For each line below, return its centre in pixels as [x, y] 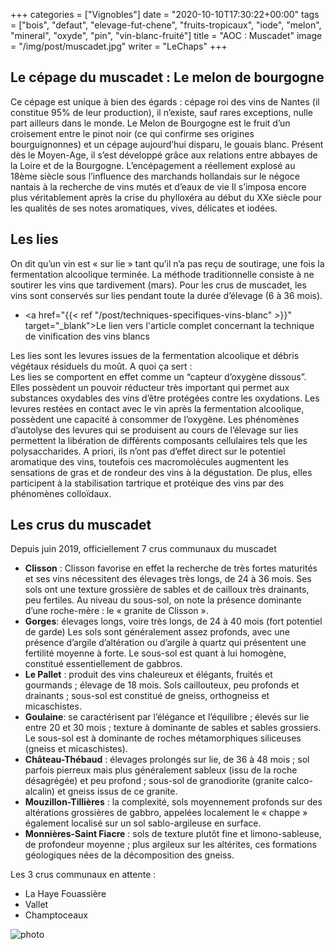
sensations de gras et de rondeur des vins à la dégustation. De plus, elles [161, 472]
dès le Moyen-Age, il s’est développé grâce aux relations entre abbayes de [164, 155]
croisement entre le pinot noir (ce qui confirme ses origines [132, 133]
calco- [299, 781]
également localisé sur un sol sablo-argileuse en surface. [143, 823]
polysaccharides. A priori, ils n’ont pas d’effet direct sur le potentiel [148, 451]
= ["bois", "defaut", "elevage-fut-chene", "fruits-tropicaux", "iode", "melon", [166, 25]
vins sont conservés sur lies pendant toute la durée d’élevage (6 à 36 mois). [166, 295]
